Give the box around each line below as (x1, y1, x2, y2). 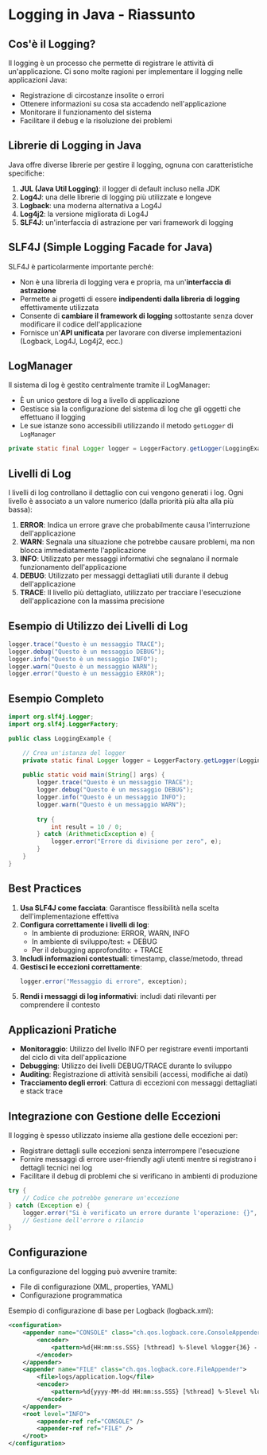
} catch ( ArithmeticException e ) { (37, 830, 155, 838)
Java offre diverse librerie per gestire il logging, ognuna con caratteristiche (8, 160, 253, 169)
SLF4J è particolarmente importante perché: (8, 261, 154, 271)
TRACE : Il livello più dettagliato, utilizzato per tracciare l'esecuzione (19, 588, 242, 598)
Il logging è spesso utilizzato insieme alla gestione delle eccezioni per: (8, 1131, 238, 1140)
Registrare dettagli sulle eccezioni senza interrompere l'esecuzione (19, 1146, 240, 1155)
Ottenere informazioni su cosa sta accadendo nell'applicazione (19, 99, 226, 108)
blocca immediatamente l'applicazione (19, 546, 147, 555)
